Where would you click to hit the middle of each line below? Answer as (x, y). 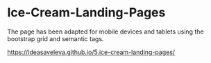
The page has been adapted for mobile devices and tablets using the (105, 32)
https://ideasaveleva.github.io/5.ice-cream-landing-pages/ (91, 52)
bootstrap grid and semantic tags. (56, 38)
